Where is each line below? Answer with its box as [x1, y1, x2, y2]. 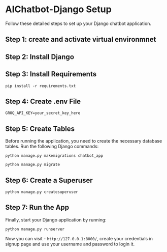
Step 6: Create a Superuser [5, 176, 93, 184]
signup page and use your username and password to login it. [5, 241, 135, 247]
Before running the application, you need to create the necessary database [5, 138, 162, 144]
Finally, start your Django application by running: [5, 216, 107, 222]
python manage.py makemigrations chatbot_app [5, 153, 103, 158]
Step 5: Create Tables [5, 124, 75, 133]
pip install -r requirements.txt [5, 83, 76, 89]
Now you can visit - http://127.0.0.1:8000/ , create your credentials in [5, 235, 153, 241]
